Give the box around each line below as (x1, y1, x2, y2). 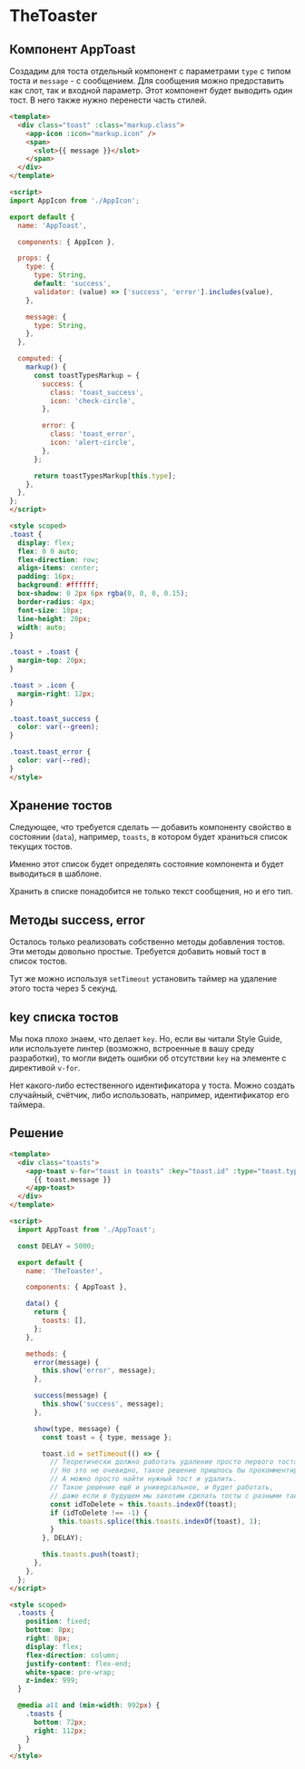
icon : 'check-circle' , (49, 396, 136, 405)
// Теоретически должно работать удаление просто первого (49, 1458, 274, 1467)
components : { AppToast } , (25, 1282, 128, 1292)
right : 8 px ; (25, 1634, 71, 1643)
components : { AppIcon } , (17, 237, 116, 246)
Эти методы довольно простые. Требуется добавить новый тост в (9, 946, 267, 957)
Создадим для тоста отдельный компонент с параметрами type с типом (9, 65, 291, 76)
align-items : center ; (17, 564, 100, 573)
